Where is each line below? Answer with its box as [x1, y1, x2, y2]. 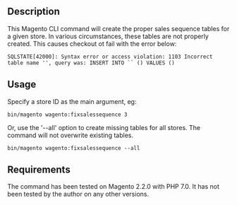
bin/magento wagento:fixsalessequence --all [7, 144, 140, 151]
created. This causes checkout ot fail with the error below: [7, 39, 177, 48]
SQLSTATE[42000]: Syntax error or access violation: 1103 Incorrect [7, 53, 213, 60]
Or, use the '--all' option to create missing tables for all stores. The [7, 123, 201, 131]
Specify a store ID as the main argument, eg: [7, 97, 137, 105]
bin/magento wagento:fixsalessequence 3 [7, 111, 128, 118]
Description [7, 6, 60, 18]
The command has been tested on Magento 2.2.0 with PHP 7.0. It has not [7, 182, 220, 191]
